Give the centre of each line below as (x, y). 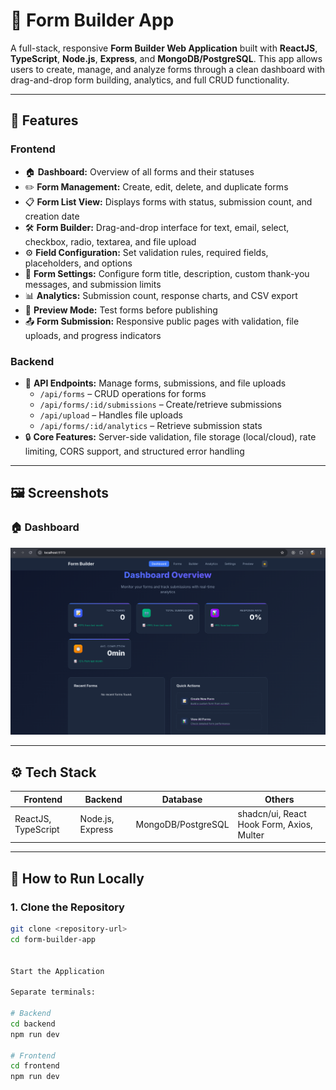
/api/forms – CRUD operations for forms (123, 393)
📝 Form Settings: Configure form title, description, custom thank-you (167, 273)
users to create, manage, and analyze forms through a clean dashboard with (168, 69)
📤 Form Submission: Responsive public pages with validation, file (162, 321)
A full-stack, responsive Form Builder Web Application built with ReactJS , (164, 48)
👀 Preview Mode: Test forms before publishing (121, 310)
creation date (52, 216)
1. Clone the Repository (67, 907)
